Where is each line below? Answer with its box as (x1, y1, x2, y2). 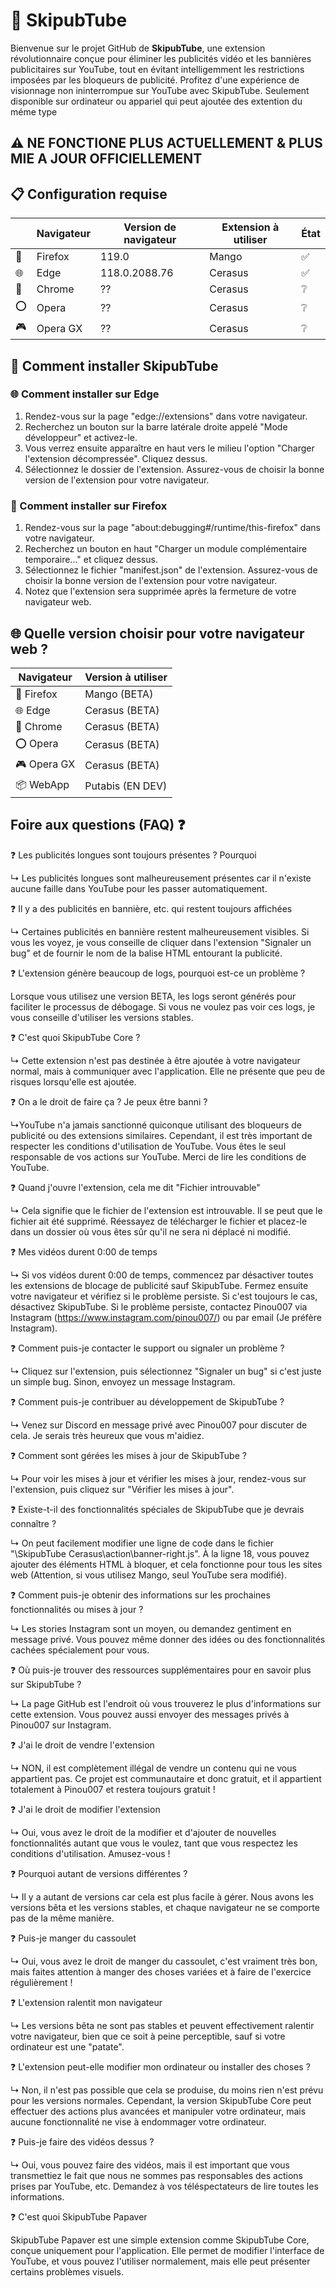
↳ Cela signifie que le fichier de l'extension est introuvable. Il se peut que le (10, 1204, 323, 1216)
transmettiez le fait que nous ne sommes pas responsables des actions (10, 2169, 303, 2181)
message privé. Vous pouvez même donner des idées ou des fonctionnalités (10, 1633, 326, 1645)
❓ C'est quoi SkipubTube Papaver (10, 2210, 148, 2223)
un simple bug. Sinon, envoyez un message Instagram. (10, 1375, 236, 1388)
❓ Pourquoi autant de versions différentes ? (10, 1867, 188, 1879)
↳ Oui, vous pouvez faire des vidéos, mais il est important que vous (10, 2159, 290, 2171)
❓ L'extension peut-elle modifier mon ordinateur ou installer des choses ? (10, 2060, 311, 2073)
